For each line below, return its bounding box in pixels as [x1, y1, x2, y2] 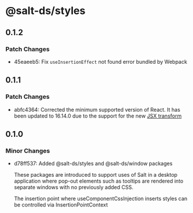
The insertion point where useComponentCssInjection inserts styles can [13, 195, 188, 202]
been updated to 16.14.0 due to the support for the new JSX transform [13, 112, 182, 119]
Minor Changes [5, 146, 50, 154]
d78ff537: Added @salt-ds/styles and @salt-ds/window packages [13, 160, 173, 167]
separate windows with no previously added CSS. [13, 184, 134, 191]
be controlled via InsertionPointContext [13, 201, 108, 208]
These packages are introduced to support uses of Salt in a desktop [13, 171, 178, 178]
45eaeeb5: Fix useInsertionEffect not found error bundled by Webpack [13, 58, 188, 65]
